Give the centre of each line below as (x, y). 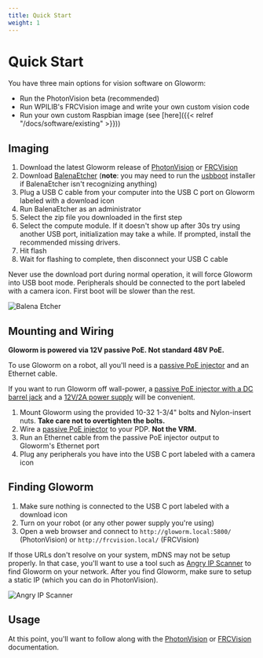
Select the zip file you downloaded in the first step (101, 218)
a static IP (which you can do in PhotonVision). (83, 579)
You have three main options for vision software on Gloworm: (107, 83)
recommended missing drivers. (70, 243)
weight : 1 (24, 23)
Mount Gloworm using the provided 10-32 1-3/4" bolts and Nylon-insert (135, 413)
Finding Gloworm (51, 487)
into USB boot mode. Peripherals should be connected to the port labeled (127, 283)
